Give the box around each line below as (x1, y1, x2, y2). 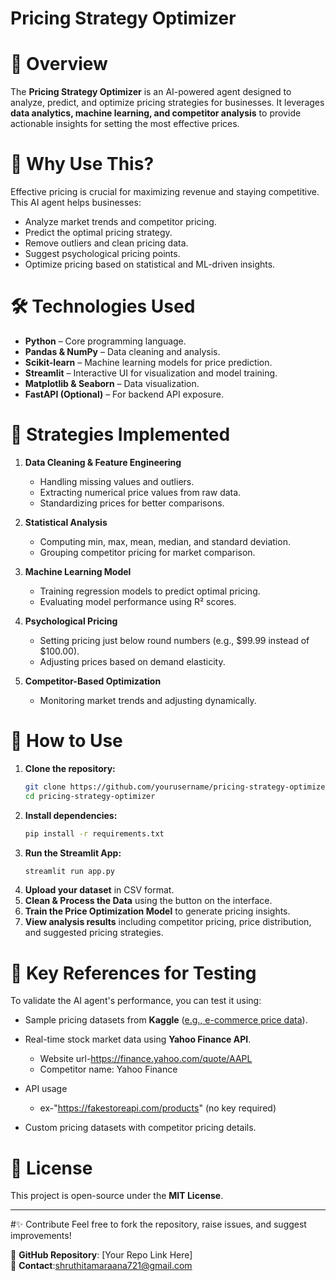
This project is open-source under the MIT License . (10, 1190, 224, 1202)
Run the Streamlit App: (24, 847, 122, 859)
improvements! (10, 1230, 72, 1242)
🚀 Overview (10, 53, 108, 76)
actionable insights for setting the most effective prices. (10, 118, 240, 130)
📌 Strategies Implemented (10, 423, 231, 446)
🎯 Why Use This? (10, 153, 155, 176)
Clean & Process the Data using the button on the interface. (24, 895, 273, 907)
